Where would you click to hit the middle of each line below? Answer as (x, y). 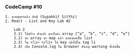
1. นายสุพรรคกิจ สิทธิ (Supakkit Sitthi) (41, 17)
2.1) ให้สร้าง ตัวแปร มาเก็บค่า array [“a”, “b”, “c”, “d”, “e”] (72, 34)
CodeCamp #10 (24, 7)
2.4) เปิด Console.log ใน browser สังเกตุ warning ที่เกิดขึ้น (67, 47)
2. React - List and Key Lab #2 (38, 21)
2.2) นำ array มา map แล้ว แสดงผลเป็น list (53, 38)
